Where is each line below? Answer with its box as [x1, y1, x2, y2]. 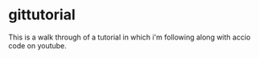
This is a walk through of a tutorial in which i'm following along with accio [8, 32, 251, 42]
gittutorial [8, 6, 76, 24]
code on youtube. [8, 40, 67, 50]
